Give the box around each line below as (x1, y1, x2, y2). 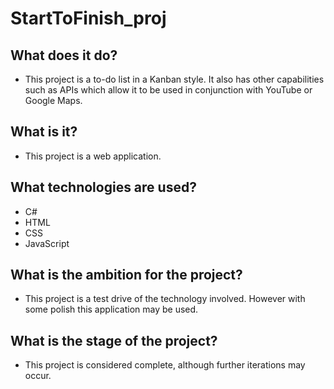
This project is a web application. (24, 150, 162, 162)
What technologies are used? (10, 179, 197, 196)
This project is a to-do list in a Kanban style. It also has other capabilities (24, 73, 325, 85)
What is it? (10, 123, 78, 141)
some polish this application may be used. (24, 303, 199, 316)
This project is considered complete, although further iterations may (24, 359, 306, 371)
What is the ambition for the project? (10, 267, 243, 284)
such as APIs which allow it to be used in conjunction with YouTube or (24, 84, 313, 96)
